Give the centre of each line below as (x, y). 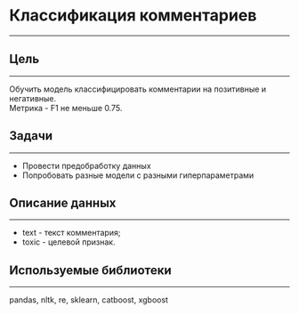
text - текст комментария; (71, 233)
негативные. (33, 98)
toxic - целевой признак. (69, 242)
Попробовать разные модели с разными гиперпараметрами (138, 175)
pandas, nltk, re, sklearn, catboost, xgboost (89, 300)
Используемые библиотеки (90, 270)
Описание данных (63, 202)
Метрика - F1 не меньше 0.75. (66, 108)
